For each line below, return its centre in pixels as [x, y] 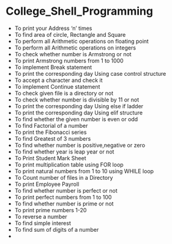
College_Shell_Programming [80, 11]
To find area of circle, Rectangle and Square [70, 34]
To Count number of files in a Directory [64, 177]
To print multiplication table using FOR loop [69, 165]
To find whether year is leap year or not [64, 152]
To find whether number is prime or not [64, 204]
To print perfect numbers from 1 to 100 [63, 197]
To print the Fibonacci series [50, 132]
